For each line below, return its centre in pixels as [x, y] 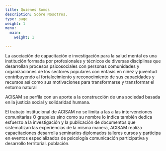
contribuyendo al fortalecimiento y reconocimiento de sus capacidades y [80, 77]
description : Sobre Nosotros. [37, 14]
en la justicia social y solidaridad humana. [48, 102]
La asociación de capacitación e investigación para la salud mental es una [81, 55]
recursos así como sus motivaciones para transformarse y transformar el [80, 82]
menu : [11, 28]
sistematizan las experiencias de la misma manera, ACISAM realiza [74, 127]
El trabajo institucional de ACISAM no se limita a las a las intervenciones [79, 111]
